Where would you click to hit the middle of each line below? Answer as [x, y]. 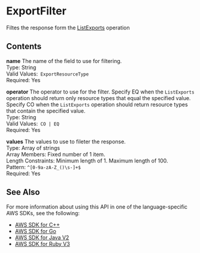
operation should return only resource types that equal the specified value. [99, 98]
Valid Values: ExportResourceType [48, 74]
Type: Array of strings [33, 147]
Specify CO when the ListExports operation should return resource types [97, 104]
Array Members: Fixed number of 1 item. [56, 154]
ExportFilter [37, 11]
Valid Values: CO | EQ [33, 124]
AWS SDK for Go [36, 231]
